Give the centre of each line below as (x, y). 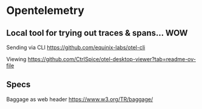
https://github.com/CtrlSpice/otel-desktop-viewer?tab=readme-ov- (112, 59)
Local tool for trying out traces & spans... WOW (97, 33)
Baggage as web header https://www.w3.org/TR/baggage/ (80, 99)
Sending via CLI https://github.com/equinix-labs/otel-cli (76, 47)
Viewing (16, 59)
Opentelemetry (45, 11)
